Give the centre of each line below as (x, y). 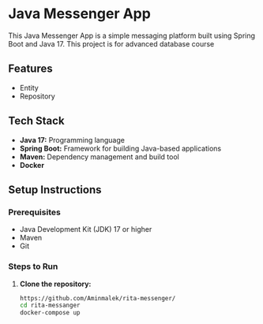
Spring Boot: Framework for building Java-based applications (120, 148)
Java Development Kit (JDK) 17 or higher (86, 229)
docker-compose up (50, 313)
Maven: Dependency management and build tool (99, 156)
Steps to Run (33, 266)
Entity (29, 88)
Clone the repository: (55, 284)
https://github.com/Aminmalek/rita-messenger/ (98, 298)
